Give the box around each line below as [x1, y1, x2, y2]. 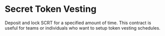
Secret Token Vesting [5, 3, 97, 15]
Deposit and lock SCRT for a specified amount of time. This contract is [5, 20, 151, 26]
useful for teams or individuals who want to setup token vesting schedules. [5, 25, 161, 31]
